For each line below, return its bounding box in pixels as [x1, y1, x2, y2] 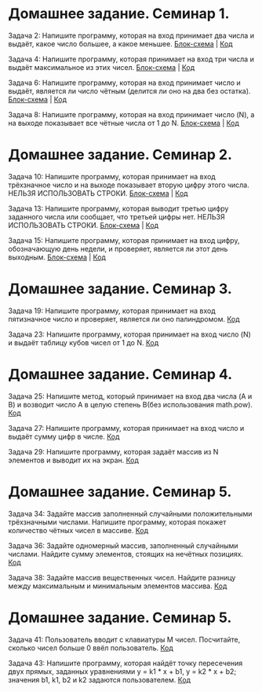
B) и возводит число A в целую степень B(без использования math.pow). [8, 399, 253, 409]
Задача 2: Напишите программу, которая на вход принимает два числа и [8, 31, 255, 40]
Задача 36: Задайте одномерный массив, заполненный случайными [8, 540, 238, 550]
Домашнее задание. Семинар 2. [8, 146, 233, 164]
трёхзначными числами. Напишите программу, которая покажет [8, 517, 227, 527]
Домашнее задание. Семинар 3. [8, 280, 233, 298]
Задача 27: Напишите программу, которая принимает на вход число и [8, 423, 245, 432]
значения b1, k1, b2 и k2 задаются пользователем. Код [8, 675, 191, 684]
